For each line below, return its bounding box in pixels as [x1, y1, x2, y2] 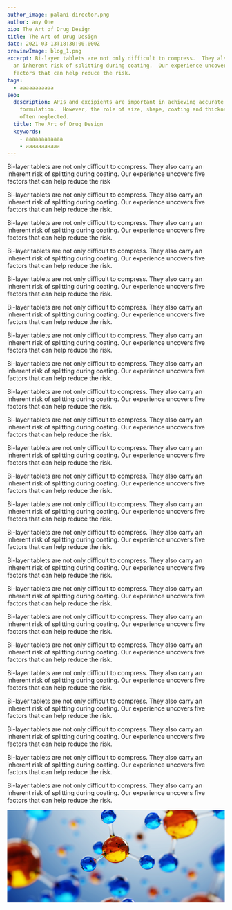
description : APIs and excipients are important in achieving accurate [13, 99, 224, 106]
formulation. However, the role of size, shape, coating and [19, 106, 202, 114]
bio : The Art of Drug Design [7, 26, 91, 33]
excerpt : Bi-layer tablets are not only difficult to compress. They [7, 55, 215, 62]
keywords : [13, 128, 41, 135]
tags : [7, 77, 23, 84]
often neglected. [19, 114, 70, 121]
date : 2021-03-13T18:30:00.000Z [7, 40, 100, 48]
